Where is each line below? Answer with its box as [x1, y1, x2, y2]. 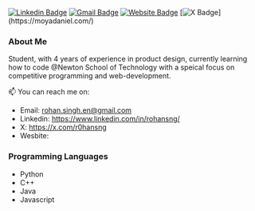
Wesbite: [19, 131, 49, 141]
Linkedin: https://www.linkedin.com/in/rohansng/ [19, 114, 181, 124]
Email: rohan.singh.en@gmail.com [19, 105, 132, 115]
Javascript [19, 194, 55, 204]
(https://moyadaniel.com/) [8, 16, 94, 26]
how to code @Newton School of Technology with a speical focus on [8, 62, 235, 72]
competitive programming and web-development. [8, 71, 171, 81]
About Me [8, 36, 48, 47]
